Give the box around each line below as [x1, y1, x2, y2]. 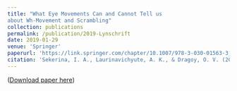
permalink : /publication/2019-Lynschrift [7, 30, 131, 37]
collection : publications [7, 23, 83, 30]
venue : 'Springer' [7, 43, 61, 50]
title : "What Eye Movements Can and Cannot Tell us [7, 10, 162, 18]
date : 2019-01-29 [7, 37, 59, 44]
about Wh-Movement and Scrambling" [7, 17, 112, 24]
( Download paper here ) [7, 75, 75, 84]
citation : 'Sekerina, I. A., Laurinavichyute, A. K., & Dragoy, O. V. [7, 56, 219, 63]
